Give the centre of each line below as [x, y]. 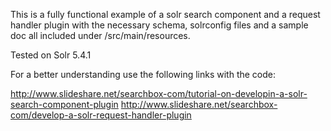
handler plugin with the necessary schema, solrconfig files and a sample [159, 25]
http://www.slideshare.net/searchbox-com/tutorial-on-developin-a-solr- [159, 93]
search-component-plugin [64, 104]
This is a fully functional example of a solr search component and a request [165, 14]
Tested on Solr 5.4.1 [51, 55]
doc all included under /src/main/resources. [100, 35]
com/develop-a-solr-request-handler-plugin [101, 115]
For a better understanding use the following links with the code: [143, 74]
